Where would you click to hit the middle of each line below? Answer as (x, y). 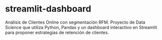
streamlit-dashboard (48, 9)
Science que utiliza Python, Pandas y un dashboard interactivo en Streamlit (81, 27)
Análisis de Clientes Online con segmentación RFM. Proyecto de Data (75, 22)
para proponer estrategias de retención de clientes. (57, 32)
